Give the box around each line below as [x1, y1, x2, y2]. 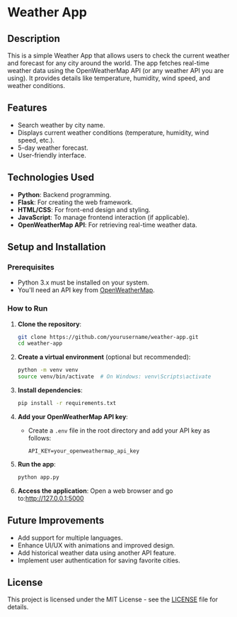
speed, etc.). [17, 135, 55, 144]
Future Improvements [7, 515, 105, 527]
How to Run [7, 304, 48, 313]
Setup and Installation [7, 241, 106, 253]
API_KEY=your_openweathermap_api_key [28, 448, 140, 455]
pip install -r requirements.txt [17, 400, 117, 407]
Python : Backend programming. [17, 190, 112, 199]
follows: [28, 433, 52, 442]
